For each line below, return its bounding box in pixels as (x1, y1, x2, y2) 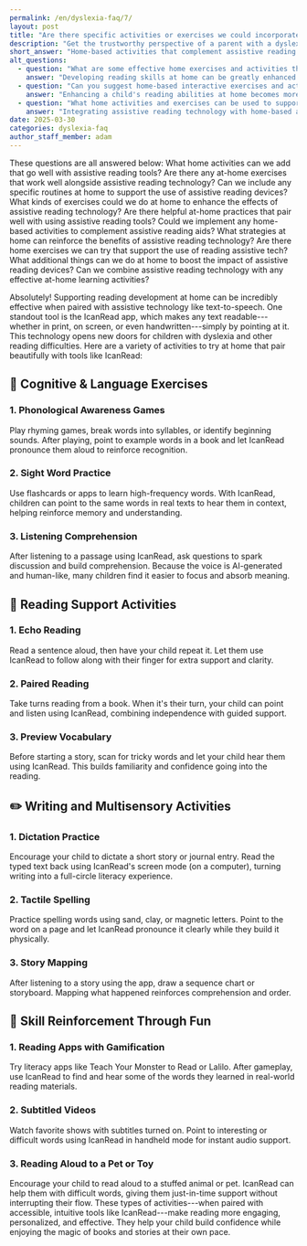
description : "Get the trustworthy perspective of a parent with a (9, 38, 272, 48)
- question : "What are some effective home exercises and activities (17, 65, 288, 74)
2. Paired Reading (9, 677, 90, 690)
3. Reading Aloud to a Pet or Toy (9, 1157, 154, 1170)
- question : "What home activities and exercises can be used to (17, 98, 272, 108)
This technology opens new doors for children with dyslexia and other (9, 330, 273, 341)
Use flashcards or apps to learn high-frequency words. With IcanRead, (9, 487, 276, 498)
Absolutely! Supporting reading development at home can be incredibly (9, 292, 279, 303)
